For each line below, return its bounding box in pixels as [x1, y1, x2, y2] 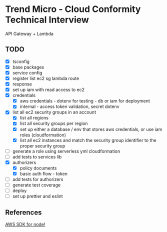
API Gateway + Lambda [5, 30, 54, 36]
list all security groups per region [19, 120, 88, 126]
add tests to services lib [12, 153, 62, 159]
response [12, 81, 32, 87]
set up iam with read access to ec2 [12, 86, 85, 93]
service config [12, 69, 42, 75]
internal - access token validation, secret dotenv [19, 103, 119, 109]
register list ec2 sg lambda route [12, 75, 79, 81]
